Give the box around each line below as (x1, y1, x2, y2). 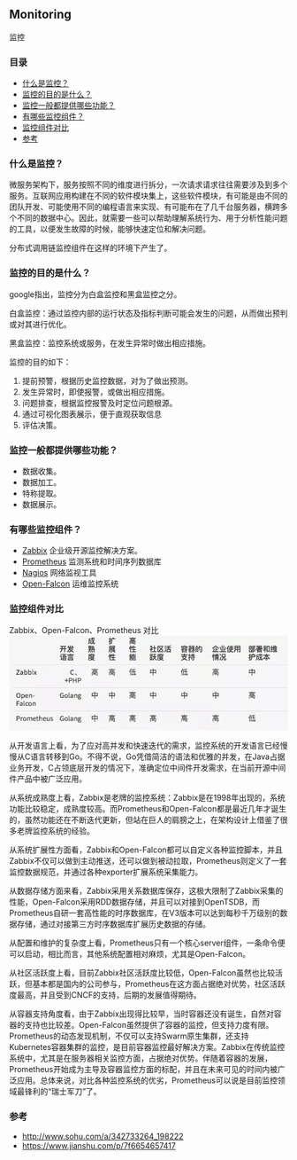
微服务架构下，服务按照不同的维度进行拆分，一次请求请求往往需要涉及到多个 (9, 179, 288, 190)
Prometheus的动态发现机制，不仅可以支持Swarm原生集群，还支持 (9, 1031, 249, 1041)
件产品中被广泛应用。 (9, 773, 87, 784)
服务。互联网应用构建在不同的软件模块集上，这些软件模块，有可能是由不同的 (9, 191, 288, 201)
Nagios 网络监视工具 (21, 568, 97, 578)
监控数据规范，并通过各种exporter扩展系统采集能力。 (9, 866, 203, 877)
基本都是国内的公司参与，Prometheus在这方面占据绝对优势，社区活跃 (32, 978, 286, 989)
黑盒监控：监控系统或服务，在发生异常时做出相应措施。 (9, 337, 210, 349)
